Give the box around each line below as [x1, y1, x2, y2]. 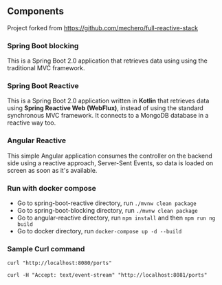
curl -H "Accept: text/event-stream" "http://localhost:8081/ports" [7, 272, 208, 279]
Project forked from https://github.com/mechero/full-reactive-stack [7, 23, 198, 32]
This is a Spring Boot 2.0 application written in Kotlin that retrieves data [7, 96, 210, 105]
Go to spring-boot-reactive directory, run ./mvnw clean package [16, 199, 197, 207]
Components [7, 6, 64, 17]
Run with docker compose [7, 183, 96, 193]
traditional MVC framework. [7, 64, 85, 72]
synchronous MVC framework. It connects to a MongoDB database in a [7, 112, 209, 120]
